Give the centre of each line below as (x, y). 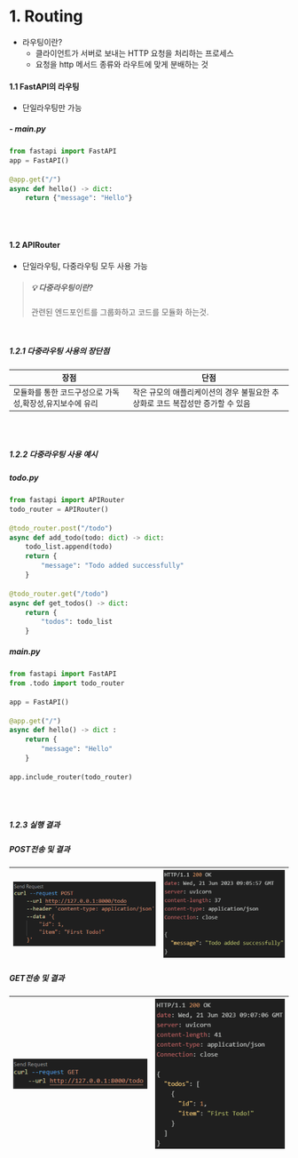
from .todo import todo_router (67, 683)
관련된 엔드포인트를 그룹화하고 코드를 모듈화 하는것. (120, 312)
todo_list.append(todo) (69, 547)
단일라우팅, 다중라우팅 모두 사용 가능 (85, 266)
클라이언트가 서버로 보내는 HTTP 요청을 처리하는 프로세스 (134, 53)
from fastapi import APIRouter (67, 500)
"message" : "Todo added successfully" (113, 566)
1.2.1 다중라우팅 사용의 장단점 (59, 351)
